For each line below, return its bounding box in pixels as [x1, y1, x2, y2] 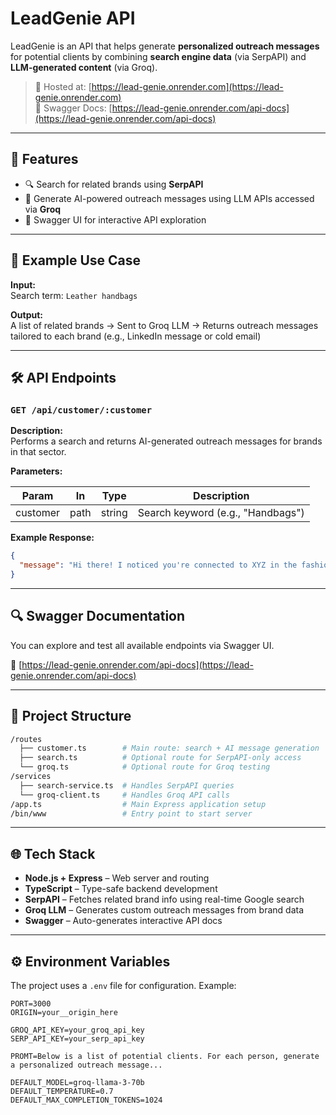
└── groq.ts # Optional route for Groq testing [19, 762, 271, 772]
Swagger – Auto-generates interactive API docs [24, 915, 223, 927]
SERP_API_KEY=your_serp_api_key [10, 1034, 145, 1044]
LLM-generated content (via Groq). [10, 61, 158, 73]
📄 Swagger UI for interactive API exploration [24, 213, 207, 226]
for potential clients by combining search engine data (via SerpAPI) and [10, 50, 307, 62]
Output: [10, 308, 43, 321]
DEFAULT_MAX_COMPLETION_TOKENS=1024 [10, 1095, 163, 1105]
